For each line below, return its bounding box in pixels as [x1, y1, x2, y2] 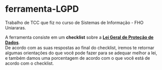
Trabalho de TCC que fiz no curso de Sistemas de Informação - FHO [5, 20, 144, 25]
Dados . [5, 39, 20, 45]
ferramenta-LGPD [5, 3, 79, 15]
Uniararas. [5, 24, 26, 30]
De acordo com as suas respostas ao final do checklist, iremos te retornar [5, 45, 155, 50]
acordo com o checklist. [5, 60, 54, 66]
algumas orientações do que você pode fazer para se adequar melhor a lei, [5, 50, 158, 56]
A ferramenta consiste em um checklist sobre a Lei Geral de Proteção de [5, 34, 154, 40]
